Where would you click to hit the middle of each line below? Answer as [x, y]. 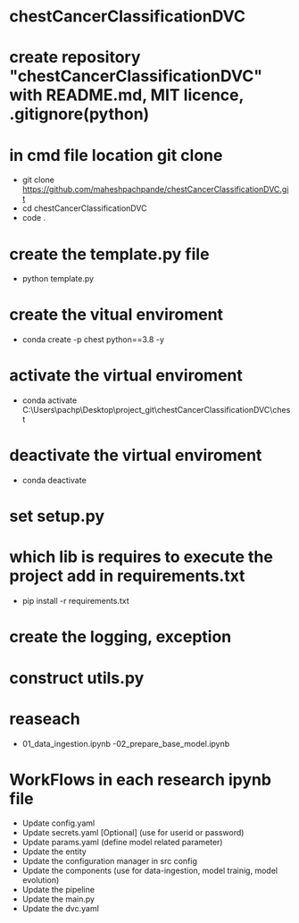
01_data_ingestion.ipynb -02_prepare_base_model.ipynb [126, 743]
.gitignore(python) [79, 114]
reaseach [45, 719]
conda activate [50, 400]
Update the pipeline [58, 890]
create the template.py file [109, 254]
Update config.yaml [58, 823]
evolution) [41, 880]
